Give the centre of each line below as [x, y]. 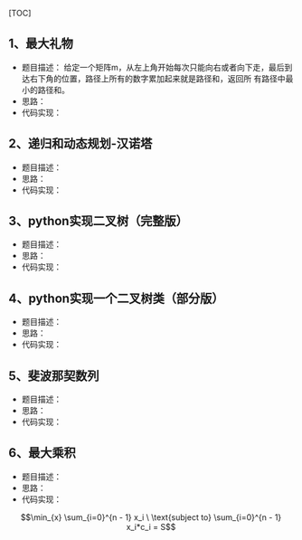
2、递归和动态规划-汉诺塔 [80, 144]
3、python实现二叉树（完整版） [99, 221]
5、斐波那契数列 [54, 376]
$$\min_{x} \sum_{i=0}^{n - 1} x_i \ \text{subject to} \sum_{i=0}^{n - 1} [151, 517]
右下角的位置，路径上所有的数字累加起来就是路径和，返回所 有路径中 [157, 78]
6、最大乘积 [42, 453]
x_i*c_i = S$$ [151, 526]
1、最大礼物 [41, 44]
